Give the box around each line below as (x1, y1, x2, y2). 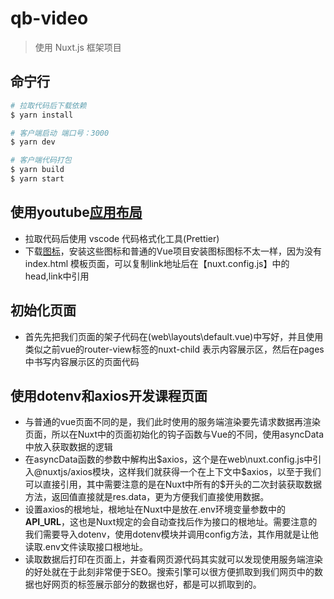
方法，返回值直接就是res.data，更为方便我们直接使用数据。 (24, 491, 270, 503)
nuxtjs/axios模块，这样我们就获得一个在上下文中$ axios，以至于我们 (42, 466, 322, 478)
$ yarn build (10, 165, 65, 175)
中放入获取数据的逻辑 (24, 441, 113, 453)
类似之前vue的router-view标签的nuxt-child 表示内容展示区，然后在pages (24, 343, 325, 355)
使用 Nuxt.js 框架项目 (34, 41, 122, 53)
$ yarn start (10, 174, 65, 184)
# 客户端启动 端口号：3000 (10, 128, 110, 138)
